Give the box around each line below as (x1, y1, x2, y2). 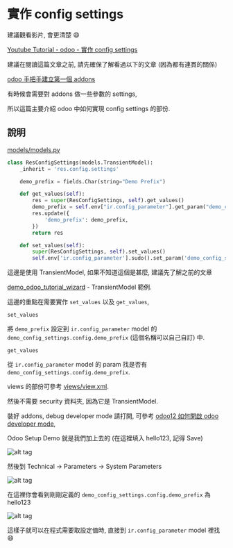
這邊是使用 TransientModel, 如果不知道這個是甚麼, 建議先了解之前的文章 (7, 268, 213, 276)
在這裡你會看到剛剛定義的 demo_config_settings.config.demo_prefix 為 (7, 490, 212, 499)
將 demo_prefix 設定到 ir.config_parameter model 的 (7, 324, 157, 333)
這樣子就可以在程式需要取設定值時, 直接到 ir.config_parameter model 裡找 (7, 526, 221, 535)
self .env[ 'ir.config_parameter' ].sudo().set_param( (32, 255, 185, 262)
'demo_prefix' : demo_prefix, (44, 216, 129, 223)
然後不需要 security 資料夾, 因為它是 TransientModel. (7, 397, 158, 406)
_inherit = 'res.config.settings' (19, 165, 119, 172)
